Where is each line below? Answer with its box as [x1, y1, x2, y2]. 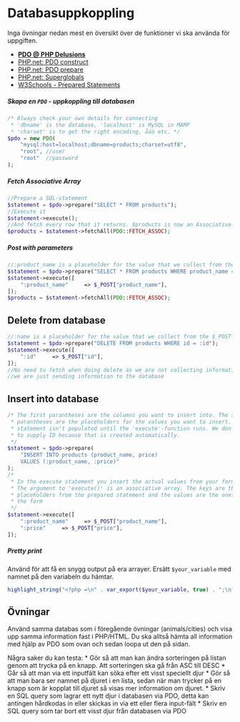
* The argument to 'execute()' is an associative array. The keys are [10, 484, 225, 492]
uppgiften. [7, 36, 38, 44]
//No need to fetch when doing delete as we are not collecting [7, 366, 203, 373]
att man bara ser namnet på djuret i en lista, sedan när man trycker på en [7, 676, 222, 685]
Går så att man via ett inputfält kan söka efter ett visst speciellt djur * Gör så [7, 669, 231, 678]
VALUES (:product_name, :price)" [20, 458, 120, 466]
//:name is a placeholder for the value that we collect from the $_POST [7, 334, 232, 341]
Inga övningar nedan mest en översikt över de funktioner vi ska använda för [7, 29, 230, 37]
